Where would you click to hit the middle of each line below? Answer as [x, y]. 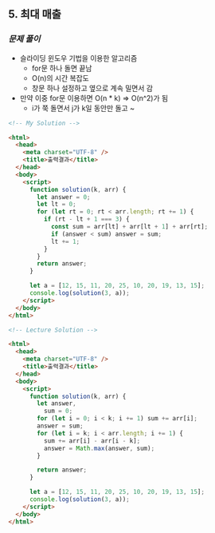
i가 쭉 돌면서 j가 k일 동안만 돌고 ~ [83, 108]
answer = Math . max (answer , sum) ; [99, 448]
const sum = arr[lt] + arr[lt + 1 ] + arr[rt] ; [129, 227]
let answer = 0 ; [64, 197]
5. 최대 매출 [35, 14]
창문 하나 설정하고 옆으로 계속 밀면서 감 [92, 88]
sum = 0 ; [58, 411]
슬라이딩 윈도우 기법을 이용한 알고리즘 [78, 58]
